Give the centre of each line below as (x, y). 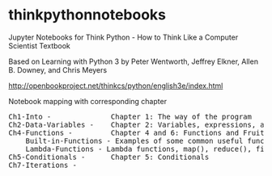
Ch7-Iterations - (42, 165)
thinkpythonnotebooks (87, 15)
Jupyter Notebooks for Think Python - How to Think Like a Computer (123, 37)
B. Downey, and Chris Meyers (58, 69)
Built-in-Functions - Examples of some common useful (134, 140)
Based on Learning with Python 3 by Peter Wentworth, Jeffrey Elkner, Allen (134, 61)
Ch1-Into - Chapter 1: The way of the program (130, 116)
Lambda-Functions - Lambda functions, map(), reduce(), (139, 149)
